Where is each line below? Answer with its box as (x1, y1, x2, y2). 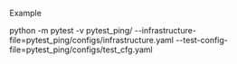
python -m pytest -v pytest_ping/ (9, 25, 133, 35)
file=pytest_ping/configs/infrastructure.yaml (9, 35, 175, 45)
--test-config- (175, 35, 229, 45)
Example (9, 8, 43, 18)
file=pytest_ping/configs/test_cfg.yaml (9, 44, 153, 55)
